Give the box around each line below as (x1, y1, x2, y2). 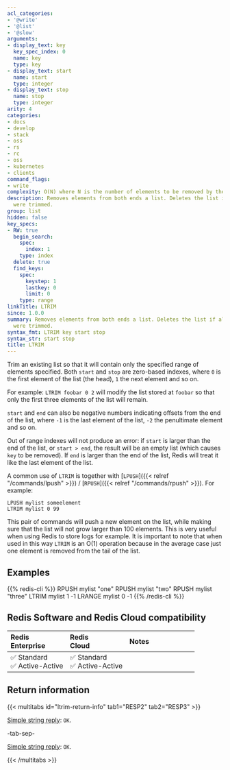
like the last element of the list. (7, 459, 94, 467)
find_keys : (13, 265, 44, 272)
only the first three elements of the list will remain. (7, 396, 149, 404)
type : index (19, 252, 53, 259)
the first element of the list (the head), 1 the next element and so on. (7, 375, 199, 383)
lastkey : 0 (25, 284, 57, 291)
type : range (19, 297, 53, 304)
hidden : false (7, 214, 48, 221)
